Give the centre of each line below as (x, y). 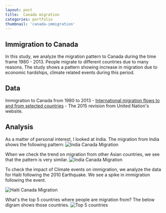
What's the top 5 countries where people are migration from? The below (80, 199)
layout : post (19, 10)
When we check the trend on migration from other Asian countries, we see (82, 154)
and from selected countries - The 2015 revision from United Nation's (77, 106)
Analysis (19, 127)
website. (14, 111)
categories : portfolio (29, 19)
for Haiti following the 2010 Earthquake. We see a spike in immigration (78, 175)
